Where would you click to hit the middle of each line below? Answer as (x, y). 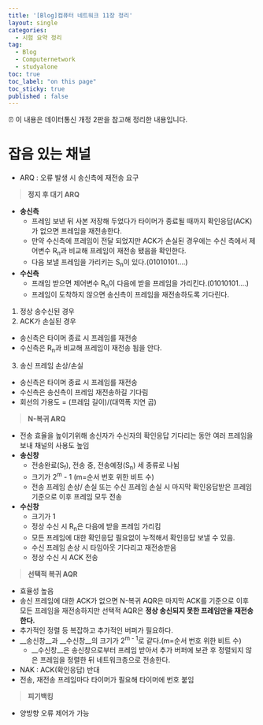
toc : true (24, 74)
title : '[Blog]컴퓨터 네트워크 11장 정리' (70, 15)
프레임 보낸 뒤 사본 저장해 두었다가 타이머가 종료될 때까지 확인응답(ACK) (142, 221)
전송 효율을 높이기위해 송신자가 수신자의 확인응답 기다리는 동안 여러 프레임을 (136, 435)
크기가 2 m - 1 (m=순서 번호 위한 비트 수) (93, 476)
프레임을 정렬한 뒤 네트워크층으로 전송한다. (105, 660)
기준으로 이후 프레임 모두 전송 (76, 496)
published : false (38, 96)
